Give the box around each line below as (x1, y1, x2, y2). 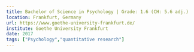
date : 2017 (6, 31, 34, 37)
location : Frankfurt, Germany (6, 14, 82, 20)
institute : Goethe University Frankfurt (6, 25, 109, 32)
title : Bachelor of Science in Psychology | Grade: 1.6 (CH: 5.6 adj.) (6, 8, 189, 15)
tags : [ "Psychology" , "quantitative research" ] (6, 36, 125, 42)
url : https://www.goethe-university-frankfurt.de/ (6, 20, 135, 26)
